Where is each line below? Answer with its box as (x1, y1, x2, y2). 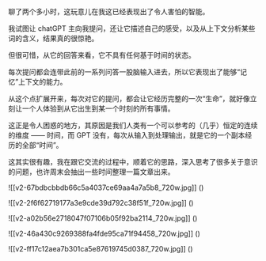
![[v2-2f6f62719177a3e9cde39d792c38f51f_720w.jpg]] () (8, 199, 194, 207)
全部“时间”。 (21, 141, 63, 149)
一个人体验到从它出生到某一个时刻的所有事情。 (21, 104, 175, 113)
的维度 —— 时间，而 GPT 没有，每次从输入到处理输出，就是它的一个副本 (8, 130, 245, 140)
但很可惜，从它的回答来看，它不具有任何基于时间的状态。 (8, 51, 196, 59)
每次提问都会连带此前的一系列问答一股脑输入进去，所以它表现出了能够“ (8, 67, 241, 77)
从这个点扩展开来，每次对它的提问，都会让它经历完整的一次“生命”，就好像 (8, 94, 251, 103)
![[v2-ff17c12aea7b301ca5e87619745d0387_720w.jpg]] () (8, 244, 193, 253)
